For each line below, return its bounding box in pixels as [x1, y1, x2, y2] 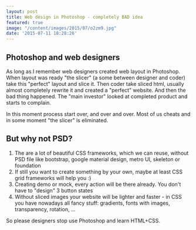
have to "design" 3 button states [14, 186, 93, 194]
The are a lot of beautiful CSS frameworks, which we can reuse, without [14, 149, 189, 156]
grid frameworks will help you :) [14, 174, 92, 181]
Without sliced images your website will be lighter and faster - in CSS [14, 193, 182, 200]
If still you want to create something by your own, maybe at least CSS [14, 168, 183, 175]
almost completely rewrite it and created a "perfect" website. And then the [6, 86, 186, 94]
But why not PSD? [6, 134, 73, 144]
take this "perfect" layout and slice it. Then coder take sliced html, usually [6, 80, 184, 87]
